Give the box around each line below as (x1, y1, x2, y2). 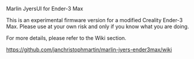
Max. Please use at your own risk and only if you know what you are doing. (6, 23, 189, 30)
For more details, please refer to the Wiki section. (6, 35, 126, 41)
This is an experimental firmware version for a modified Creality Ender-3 (6, 17, 183, 23)
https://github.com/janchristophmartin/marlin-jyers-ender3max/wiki (6, 46, 172, 53)
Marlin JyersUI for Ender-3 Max (6, 5, 84, 12)
